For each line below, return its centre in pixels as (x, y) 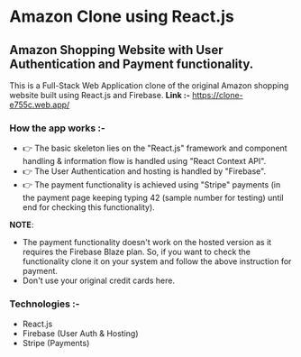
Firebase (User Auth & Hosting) (80, 333)
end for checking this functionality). (88, 207)
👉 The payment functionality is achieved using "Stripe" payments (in (151, 185)
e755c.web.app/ (40, 105)
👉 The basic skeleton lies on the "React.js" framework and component (155, 148)
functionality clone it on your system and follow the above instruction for (157, 261)
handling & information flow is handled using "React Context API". (144, 161)
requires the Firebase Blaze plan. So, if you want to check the (136, 252)
